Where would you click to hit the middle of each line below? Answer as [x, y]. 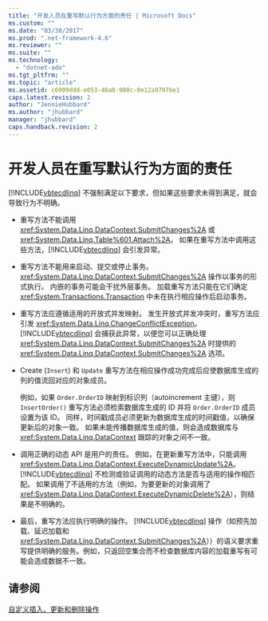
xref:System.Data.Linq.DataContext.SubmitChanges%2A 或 [117, 229]
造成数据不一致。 [62, 560]
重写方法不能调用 [48, 220]
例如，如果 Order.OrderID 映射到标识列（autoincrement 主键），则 [127, 397]
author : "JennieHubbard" [49, 105]
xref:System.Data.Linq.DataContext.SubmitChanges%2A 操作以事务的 [135, 276]
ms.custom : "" [32, 23]
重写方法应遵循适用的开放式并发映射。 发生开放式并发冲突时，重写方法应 [140, 313]
